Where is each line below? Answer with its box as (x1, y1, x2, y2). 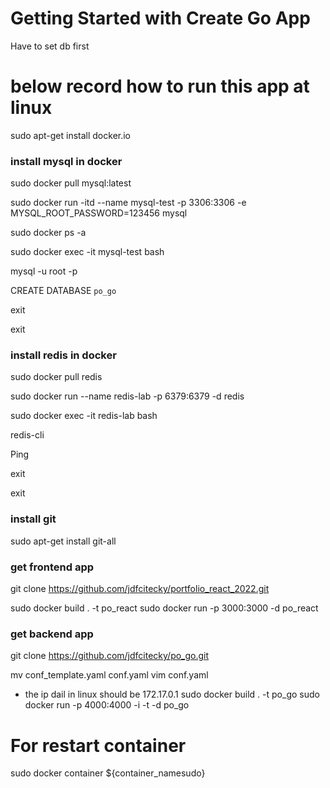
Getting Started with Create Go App (10, 7, 311, 30)
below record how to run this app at (10, 75, 310, 98)
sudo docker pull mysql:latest (10, 177, 132, 189)
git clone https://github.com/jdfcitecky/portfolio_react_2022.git (10, 583, 270, 595)
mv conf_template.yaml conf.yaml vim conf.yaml (10, 669, 209, 681)
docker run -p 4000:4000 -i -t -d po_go (24, 699, 190, 711)
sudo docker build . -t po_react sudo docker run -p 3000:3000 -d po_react (10, 602, 319, 614)
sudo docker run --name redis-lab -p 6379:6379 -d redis (10, 390, 245, 402)
